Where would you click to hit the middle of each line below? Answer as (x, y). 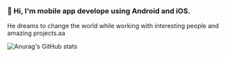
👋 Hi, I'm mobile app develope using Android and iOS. (99, 11)
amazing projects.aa (37, 33)
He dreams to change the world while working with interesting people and (113, 26)
